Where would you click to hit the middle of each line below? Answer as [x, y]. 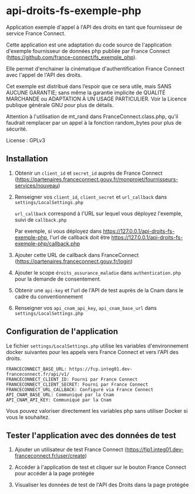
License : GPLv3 [26, 140]
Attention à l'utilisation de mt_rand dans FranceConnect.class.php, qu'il [92, 116]
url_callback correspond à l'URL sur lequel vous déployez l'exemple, [99, 213]
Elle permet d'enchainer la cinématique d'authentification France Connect [95, 68]
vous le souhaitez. [28, 417]
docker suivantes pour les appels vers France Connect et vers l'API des [93, 352]
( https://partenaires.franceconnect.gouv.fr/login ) [74, 261]
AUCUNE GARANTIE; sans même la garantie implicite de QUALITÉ [86, 92]
